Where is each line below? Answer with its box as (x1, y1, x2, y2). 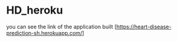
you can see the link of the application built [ (6, 23, 116, 30)
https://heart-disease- (116, 23, 172, 30)
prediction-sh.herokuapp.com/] (6, 29, 84, 36)
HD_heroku (6, 4, 63, 17)
